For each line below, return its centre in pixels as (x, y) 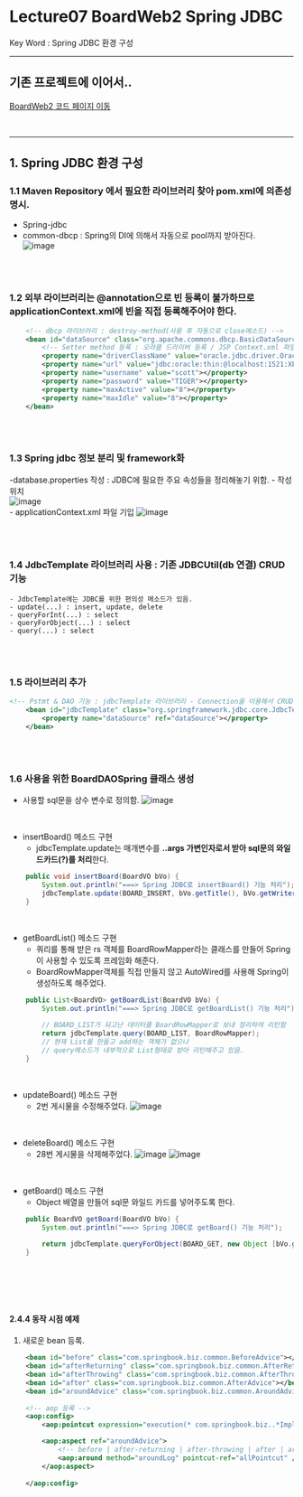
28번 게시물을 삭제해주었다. (84, 1154)
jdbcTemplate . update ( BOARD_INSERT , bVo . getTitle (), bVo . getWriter (169, 893)
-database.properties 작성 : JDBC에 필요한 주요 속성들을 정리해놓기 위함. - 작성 (151, 480)
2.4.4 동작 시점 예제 (44, 1319)
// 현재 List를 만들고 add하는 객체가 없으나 (115, 1042)
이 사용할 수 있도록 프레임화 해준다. (97, 960)
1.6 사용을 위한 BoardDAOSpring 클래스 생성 (102, 779)
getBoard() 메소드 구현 (63, 1191)
